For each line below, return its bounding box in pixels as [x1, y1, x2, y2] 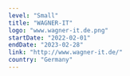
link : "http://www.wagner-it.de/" [8, 48, 124, 56]
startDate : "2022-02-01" [8, 33, 91, 42]
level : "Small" [8, 11, 59, 20]
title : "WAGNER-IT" [8, 19, 73, 27]
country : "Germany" [8, 56, 73, 64]
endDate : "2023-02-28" [8, 41, 84, 49]
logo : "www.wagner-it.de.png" [8, 26, 109, 34]
